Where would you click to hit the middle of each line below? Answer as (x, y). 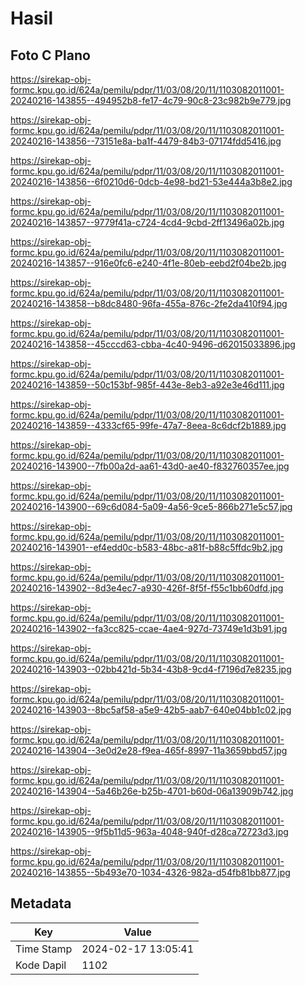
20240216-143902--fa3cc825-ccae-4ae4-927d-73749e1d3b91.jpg (149, 628)
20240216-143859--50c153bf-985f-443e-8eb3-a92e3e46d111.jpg (147, 385)
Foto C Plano (50, 55)
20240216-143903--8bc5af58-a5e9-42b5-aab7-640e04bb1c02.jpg (151, 710)
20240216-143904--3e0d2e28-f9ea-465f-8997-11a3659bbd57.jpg (149, 750)
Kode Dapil (41, 965)
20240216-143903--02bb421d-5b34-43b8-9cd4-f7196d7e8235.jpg (151, 669)
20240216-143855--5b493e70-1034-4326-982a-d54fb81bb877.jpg (150, 872)
